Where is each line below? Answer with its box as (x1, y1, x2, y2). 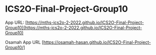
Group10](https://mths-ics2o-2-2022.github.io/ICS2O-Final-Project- (5, 24, 142, 30)
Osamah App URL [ (5, 39, 44, 45)
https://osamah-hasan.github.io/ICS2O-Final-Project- (43, 39, 151, 45)
